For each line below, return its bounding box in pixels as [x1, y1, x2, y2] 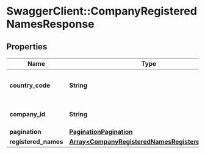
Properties [6, 41, 48, 52]
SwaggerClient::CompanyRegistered [6, 4, 197, 18]
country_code [9, 81, 51, 89]
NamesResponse [6, 17, 95, 31]
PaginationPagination [69, 128, 133, 136]
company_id [9, 110, 46, 118]
